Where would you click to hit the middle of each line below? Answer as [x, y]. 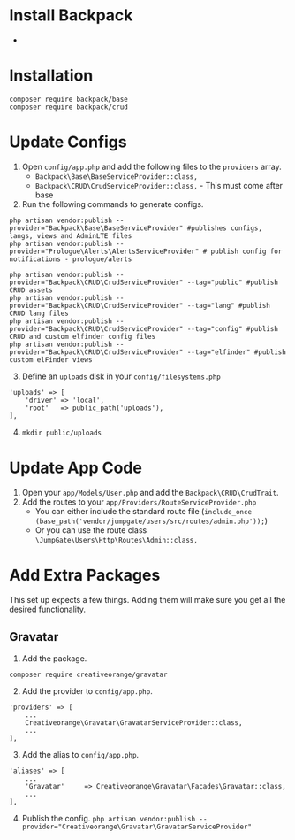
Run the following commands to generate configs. [113, 204]
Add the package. [54, 658]
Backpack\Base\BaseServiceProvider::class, [117, 177]
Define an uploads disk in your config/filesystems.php [121, 376]
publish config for [246, 251]
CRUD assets [31, 290]
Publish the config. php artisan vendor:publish [109, 818]
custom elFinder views [51, 359]
